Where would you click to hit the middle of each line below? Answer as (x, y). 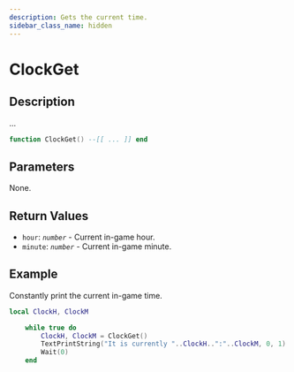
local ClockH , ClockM (49, 311)
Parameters (42, 167)
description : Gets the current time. (79, 17)
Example (34, 274)
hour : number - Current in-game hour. (88, 237)
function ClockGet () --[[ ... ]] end (79, 139)
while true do (51, 328)
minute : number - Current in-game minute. (97, 247)
